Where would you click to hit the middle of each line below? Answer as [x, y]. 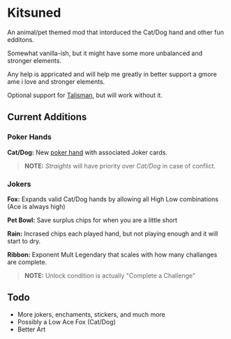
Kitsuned [34, 13]
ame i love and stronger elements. [56, 81]
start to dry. [24, 241]
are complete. [27, 262]
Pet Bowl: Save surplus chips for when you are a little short [92, 220]
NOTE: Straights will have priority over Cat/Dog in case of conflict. [120, 166]
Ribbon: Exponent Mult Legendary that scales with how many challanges [112, 254]
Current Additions [47, 117]
